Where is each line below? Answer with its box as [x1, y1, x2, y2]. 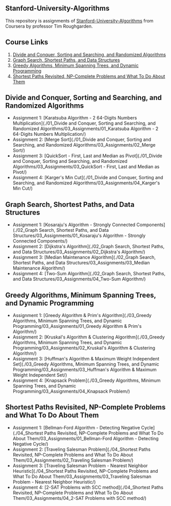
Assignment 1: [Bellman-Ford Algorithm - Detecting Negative [12, 424, 140, 430]
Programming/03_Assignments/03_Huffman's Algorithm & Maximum [12, 367, 157, 373]
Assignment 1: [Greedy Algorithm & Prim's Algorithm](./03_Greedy [12, 312, 152, 319]
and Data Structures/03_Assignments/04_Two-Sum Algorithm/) [12, 276, 146, 282]
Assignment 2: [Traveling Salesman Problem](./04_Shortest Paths [12, 446, 151, 452]
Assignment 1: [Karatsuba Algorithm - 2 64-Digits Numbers [12, 115, 137, 121]
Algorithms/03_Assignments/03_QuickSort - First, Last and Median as [12, 163, 160, 170]
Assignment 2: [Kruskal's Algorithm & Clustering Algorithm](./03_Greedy [12, 334, 165, 340]
